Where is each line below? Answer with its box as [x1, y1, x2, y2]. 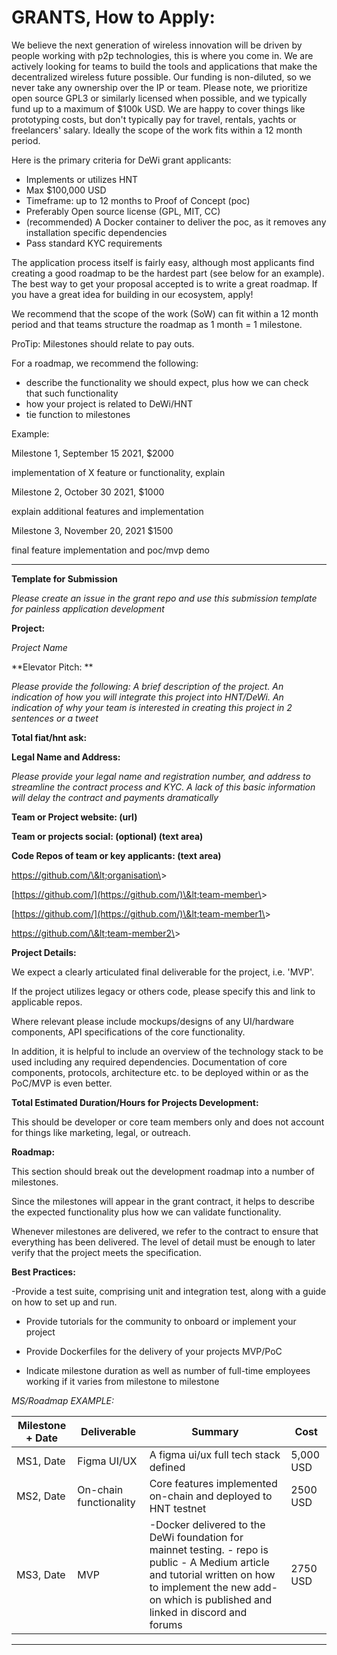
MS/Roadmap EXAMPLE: [11, 1394, 115, 1406]
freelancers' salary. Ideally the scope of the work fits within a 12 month [11, 124, 303, 136]
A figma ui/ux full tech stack [149, 1447, 281, 1461]
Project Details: [11, 946, 77, 958]
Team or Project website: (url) [11, 811, 138, 823]
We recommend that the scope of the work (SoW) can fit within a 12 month [11, 307, 319, 320]
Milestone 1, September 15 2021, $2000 [11, 447, 174, 459]
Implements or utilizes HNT [25, 173, 139, 185]
